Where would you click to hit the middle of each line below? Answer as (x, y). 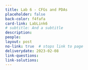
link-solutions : (22, 60)
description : (19, 33)
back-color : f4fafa (25, 19)
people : (13, 37)
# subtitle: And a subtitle (34, 28)
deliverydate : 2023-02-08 (32, 51)
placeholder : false (25, 14)
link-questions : (22, 55)
